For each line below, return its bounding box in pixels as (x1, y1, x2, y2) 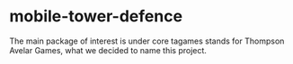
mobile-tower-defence (9, 6, 182, 27)
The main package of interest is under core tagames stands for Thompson (9, 36, 285, 46)
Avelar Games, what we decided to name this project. (9, 44, 207, 55)
